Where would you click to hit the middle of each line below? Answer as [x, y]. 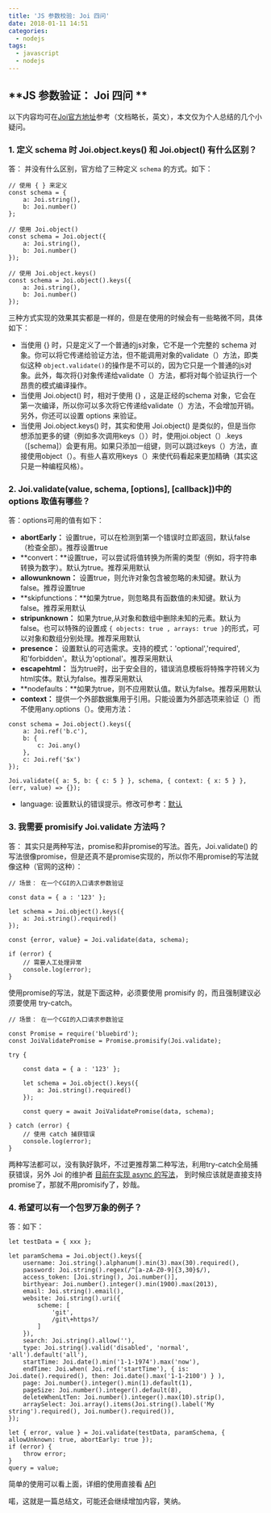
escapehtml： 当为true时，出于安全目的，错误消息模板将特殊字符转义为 [140, 669]
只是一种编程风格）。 [54, 466]
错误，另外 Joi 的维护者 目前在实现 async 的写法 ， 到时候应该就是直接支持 [138, 1174]
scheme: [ [54, 1305]
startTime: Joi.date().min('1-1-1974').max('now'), [111, 1362]
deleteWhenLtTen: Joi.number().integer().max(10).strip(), [124, 1397]
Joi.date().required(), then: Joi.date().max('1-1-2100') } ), [117, 1376]
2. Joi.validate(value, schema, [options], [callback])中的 [120, 489]
